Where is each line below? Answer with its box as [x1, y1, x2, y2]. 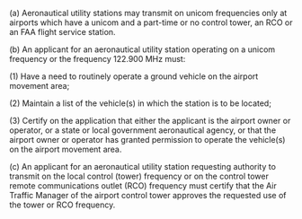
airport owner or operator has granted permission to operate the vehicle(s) [9, 135, 286, 145]
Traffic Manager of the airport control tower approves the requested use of [9, 190, 287, 200]
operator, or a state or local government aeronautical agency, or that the [9, 125, 277, 136]
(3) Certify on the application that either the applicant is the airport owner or [9, 116, 291, 126]
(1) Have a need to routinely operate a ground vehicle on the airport [9, 71, 259, 82]
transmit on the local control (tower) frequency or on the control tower [9, 171, 270, 181]
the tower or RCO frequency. [9, 199, 116, 210]
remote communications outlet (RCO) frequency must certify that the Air [9, 180, 277, 191]
